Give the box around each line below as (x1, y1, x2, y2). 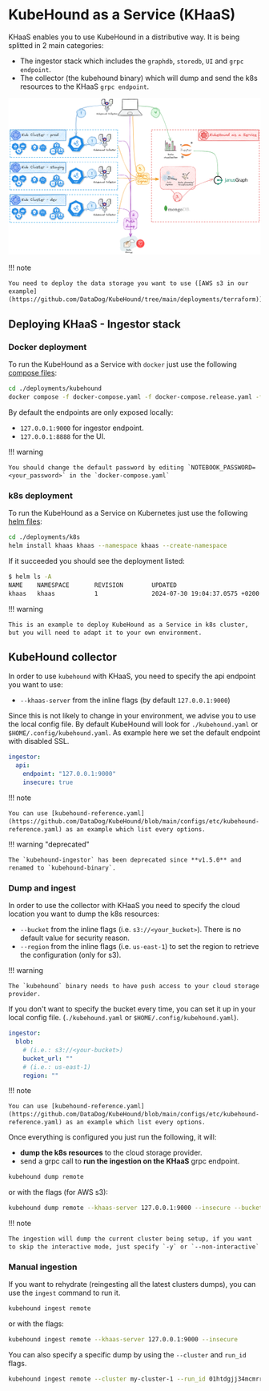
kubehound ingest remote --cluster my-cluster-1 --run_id (8, 1375, 206, 1383)
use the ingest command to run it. (8, 1288, 121, 1298)
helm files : (8, 517, 42, 526)
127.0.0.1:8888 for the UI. (19, 431, 106, 441)
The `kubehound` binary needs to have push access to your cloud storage (8, 983, 260, 991)
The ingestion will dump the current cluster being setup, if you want (8, 1235, 252, 1243)
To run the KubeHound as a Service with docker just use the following (8, 360, 238, 369)
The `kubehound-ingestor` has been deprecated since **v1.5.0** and (8, 855, 242, 864)
